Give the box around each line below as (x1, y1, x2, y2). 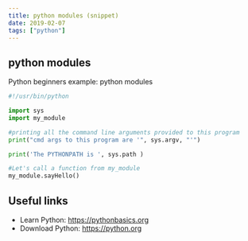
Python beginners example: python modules (8, 77, 153, 87)
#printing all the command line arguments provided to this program (8, 128, 240, 136)
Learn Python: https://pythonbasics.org (19, 216, 149, 224)
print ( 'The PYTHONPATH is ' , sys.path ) (8, 150, 145, 158)
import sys (8, 107, 45, 115)
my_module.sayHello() (8, 172, 80, 180)
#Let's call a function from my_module (8, 165, 141, 173)
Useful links (8, 194, 69, 208)
